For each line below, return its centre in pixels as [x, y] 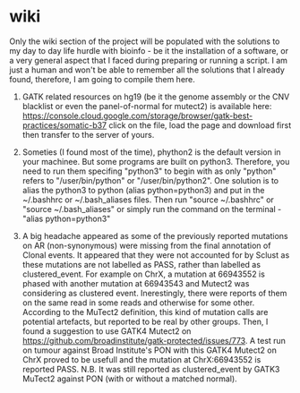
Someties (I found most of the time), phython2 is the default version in [151, 152]
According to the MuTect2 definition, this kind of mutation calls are [145, 312]
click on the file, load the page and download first [200, 125]
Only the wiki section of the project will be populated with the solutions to [145, 41]
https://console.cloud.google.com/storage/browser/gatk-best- [137, 115]
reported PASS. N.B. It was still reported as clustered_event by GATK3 [151, 369]
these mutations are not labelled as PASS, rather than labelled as [141, 264]
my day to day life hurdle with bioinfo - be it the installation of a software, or [149, 50]
